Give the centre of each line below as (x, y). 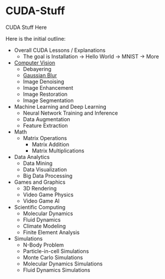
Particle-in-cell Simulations (56, 251)
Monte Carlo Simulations (53, 257)
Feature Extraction (46, 125)
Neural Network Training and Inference (70, 113)
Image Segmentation (48, 100)
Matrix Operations (45, 138)
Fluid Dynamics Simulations (56, 270)
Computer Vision (35, 63)
